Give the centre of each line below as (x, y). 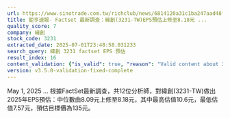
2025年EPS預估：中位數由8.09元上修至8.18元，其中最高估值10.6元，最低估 (113, 99)
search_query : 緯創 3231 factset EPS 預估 (66, 52)
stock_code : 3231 (32, 39)
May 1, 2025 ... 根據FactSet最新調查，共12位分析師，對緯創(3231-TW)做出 (112, 91)
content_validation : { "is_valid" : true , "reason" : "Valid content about (113, 64)
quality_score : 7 (32, 26)
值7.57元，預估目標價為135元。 (51, 108)
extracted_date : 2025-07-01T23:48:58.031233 (72, 45)
